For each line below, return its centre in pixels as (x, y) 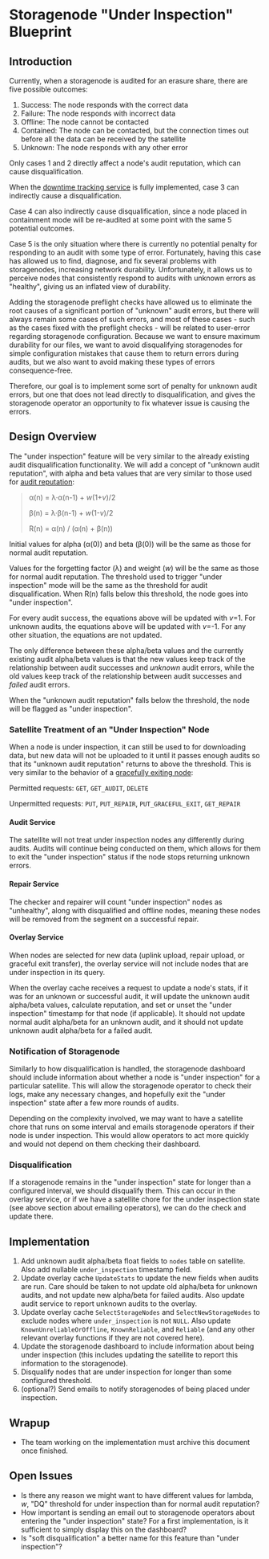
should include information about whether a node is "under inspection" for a (134, 1077)
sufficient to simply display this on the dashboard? (104, 1529)
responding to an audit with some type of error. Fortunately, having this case (135, 252)
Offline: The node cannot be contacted (84, 122)
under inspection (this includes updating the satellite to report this (129, 1355)
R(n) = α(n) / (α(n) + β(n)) (70, 529)
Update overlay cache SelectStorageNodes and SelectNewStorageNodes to (140, 1312)
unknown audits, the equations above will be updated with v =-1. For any (128, 626)
